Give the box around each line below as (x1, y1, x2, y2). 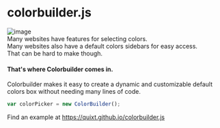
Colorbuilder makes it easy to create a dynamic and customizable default (7, 80, 213, 88)
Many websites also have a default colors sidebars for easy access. (7, 42, 198, 50)
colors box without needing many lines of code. (7, 88, 141, 96)
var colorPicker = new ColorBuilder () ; (7, 101, 121, 107)
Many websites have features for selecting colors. (7, 34, 148, 42)
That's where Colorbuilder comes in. (7, 65, 113, 73)
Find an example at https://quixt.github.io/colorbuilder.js (7, 113, 165, 121)
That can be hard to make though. (7, 49, 103, 57)
